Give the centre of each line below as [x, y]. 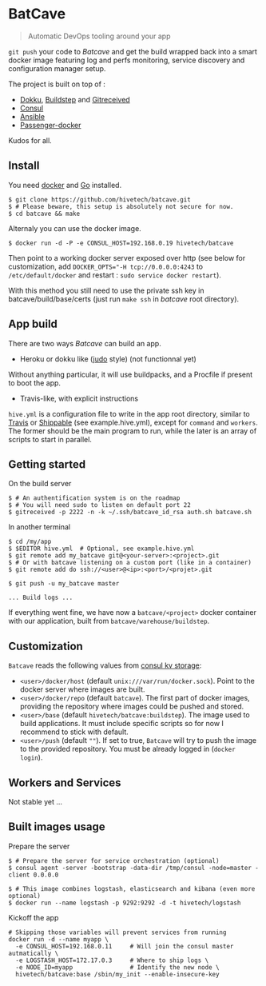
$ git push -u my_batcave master [64, 584]
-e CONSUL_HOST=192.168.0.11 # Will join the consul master [125, 946]
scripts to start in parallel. [50, 439]
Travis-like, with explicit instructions [79, 398]
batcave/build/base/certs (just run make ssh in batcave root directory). [124, 299]
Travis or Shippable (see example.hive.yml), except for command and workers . [133, 422]
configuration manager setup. [57, 68]
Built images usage [57, 827]
